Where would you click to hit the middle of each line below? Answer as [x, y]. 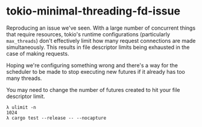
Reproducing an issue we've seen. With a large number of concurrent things [101, 28]
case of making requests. [38, 53]
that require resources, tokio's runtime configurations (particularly [88, 34]
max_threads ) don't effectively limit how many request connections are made [101, 41]
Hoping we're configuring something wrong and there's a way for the [92, 65]
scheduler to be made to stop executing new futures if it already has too [96, 71]
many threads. [24, 78]
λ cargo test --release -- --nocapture [56, 118]
